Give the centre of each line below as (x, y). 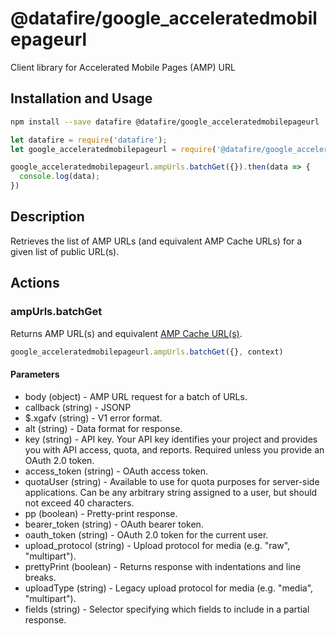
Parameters (35, 374)
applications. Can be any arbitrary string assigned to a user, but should (171, 492)
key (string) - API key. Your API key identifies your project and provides (171, 439)
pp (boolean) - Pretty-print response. (101, 513)
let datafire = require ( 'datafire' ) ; (89, 140)
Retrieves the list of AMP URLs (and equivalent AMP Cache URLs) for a (156, 241)
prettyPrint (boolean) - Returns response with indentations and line (163, 566)
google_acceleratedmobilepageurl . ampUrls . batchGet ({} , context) (147, 352)
